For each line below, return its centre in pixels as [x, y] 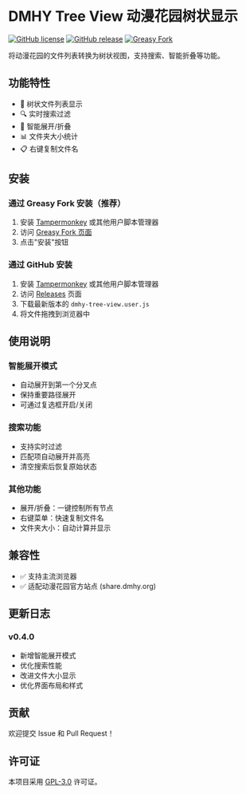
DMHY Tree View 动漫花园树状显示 [123, 16]
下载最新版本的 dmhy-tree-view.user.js [84, 303]
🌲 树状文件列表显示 [51, 104]
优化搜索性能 [41, 665]
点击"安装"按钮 [44, 242]
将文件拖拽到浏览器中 [55, 314]
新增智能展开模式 [48, 655]
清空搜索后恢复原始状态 [58, 466]
